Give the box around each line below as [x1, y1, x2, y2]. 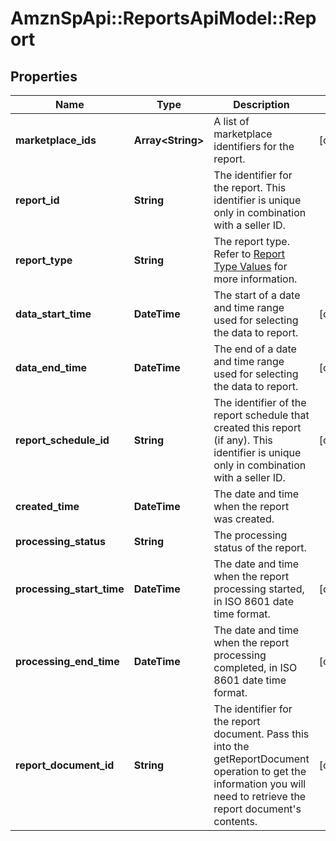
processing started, [213, 582, 305, 596]
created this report [213, 421, 302, 434]
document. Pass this [213, 727, 310, 741]
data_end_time [15, 361, 88, 374]
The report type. [213, 235, 290, 248]
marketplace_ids [15, 133, 97, 147]
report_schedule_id [15, 433, 110, 447]
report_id [15, 193, 60, 207]
